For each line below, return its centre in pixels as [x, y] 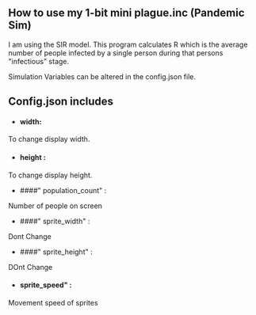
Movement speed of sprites [53, 302]
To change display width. [49, 139]
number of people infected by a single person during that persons [116, 53]
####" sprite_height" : [56, 252]
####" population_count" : [63, 190]
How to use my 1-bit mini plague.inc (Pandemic [126, 13]
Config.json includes [61, 102]
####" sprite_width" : [55, 221]
